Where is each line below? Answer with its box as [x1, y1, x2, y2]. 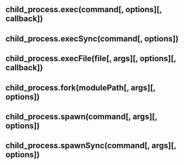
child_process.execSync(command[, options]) [5, 33, 179, 43]
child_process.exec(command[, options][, [5, 5, 162, 15]
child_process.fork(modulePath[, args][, [5, 82, 156, 92]
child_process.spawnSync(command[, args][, [5, 140, 176, 151]
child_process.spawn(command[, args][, [5, 111, 158, 122]
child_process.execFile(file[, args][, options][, [5, 54, 176, 64]
